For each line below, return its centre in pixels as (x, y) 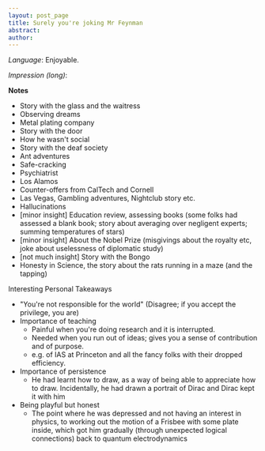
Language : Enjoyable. (44, 60)
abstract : (25, 30)
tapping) (33, 274)
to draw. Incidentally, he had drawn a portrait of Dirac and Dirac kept (143, 389)
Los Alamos (39, 182)
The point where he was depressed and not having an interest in (136, 413)
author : (21, 38)
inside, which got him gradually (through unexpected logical (129, 430)
